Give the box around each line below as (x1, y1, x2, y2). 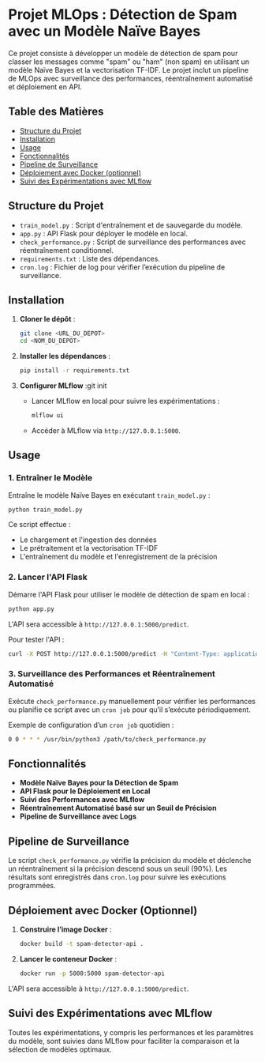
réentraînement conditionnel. (19, 245, 114, 254)
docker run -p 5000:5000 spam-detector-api (19, 970, 166, 977)
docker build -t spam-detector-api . (19, 940, 144, 948)
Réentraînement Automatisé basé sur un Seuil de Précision (19, 804, 217, 813)
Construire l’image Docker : (19, 925, 112, 934)
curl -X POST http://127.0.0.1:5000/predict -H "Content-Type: (8, 650, 221, 657)
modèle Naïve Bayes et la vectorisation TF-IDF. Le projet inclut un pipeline (8, 65, 249, 74)
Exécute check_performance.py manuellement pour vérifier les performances (8, 696, 256, 706)
